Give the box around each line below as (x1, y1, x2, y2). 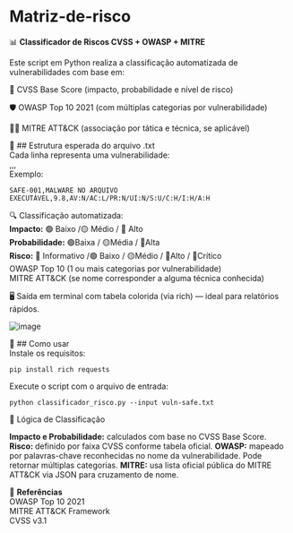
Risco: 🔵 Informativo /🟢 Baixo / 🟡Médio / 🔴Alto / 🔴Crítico (9, 250, 222, 261)
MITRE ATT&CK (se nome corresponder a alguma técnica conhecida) (9, 272, 264, 283)
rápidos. (9, 303, 40, 314)
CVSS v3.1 (9, 515, 47, 526)
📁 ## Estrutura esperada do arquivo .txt (9, 140, 155, 150)
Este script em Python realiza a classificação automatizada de (9, 56, 238, 68)
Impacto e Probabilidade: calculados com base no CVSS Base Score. (9, 431, 267, 442)
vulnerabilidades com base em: (9, 66, 125, 77)
